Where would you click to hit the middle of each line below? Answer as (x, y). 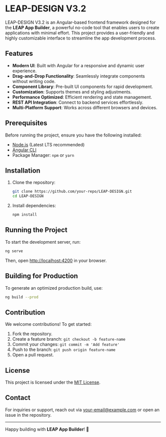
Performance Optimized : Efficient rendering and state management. (82, 97)
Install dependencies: (34, 206)
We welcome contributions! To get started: (48, 324)
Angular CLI (24, 150)
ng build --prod (22, 297)
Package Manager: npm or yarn (43, 155)
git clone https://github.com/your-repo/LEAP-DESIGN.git (72, 192)
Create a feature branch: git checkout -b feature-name (69, 339)
